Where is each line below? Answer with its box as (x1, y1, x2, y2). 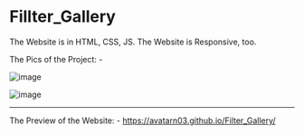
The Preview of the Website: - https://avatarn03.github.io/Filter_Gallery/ (9, 115, 276, 126)
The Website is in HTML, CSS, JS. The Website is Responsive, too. (9, 36, 257, 47)
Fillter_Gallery (9, 6, 116, 27)
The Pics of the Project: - (9, 53, 103, 64)
